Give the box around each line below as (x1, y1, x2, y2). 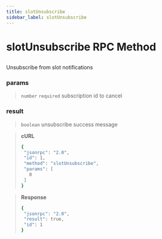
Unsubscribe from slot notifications (6, 64, 93, 71)
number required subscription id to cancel (20, 92, 123, 99)
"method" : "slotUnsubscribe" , (23, 161, 99, 167)
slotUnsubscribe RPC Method (6, 40, 157, 54)
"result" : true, (23, 216, 65, 222)
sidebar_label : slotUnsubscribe (6, 14, 87, 20)
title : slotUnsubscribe (6, 8, 66, 15)
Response (20, 194, 47, 201)
